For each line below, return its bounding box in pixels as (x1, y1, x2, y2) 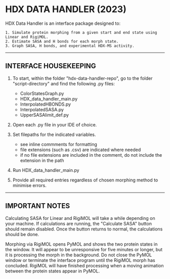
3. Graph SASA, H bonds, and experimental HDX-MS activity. (5, 43, 135, 49)
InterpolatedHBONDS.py (20, 101, 71, 107)
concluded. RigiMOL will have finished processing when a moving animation (5, 262, 164, 268)
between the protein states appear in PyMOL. (5, 268, 100, 274)
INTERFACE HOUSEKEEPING (5, 62, 96, 70)
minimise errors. (12, 182, 47, 188)
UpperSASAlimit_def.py (20, 112, 69, 118)
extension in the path (20, 157, 64, 163)
